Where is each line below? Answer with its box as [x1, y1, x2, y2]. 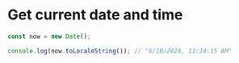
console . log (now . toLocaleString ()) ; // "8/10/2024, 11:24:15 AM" [7, 47, 232, 55]
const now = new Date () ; [7, 32, 91, 40]
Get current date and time [7, 6, 183, 24]
